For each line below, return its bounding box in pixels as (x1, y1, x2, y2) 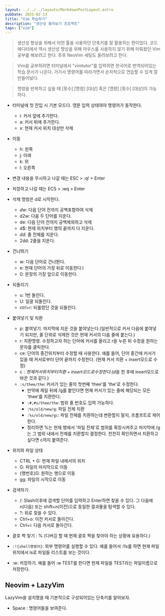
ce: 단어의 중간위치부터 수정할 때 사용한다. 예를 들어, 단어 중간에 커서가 (19, 350, 156, 356)
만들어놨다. (17, 75, 39, 81)
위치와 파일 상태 (12, 447, 43, 453)
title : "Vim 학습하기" (5, 16, 48, 21)
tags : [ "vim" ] (5, 26, 34, 31)
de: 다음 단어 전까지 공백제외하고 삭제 (19, 219, 92, 225)
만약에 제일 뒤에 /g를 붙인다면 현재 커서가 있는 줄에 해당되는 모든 (27, 387, 151, 393)
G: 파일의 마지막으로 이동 (19, 464, 68, 470)
